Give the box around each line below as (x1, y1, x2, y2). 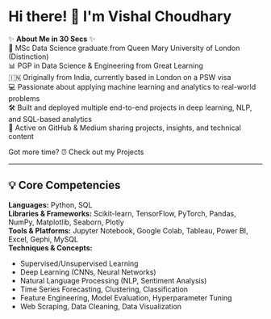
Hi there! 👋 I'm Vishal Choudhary (8, 7, 232, 26)
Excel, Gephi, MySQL (8, 234, 79, 244)
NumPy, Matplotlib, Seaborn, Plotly (8, 217, 125, 227)
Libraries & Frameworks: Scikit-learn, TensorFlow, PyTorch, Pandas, (8, 208, 236, 218)
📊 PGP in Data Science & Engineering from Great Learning (8, 61, 204, 70)
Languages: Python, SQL (8, 199, 93, 209)
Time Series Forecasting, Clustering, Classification (19, 284, 188, 294)
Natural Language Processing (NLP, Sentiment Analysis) (19, 275, 207, 285)
